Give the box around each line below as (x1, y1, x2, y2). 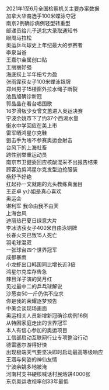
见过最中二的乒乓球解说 (6, 283, 62, 289)
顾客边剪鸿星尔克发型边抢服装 (6, 166, 78, 172)
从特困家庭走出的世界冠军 (6, 319, 68, 326)
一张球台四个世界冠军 (6, 246, 57, 253)
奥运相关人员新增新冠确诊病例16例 (6, 312, 89, 319)
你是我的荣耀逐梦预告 (6, 298, 57, 304)
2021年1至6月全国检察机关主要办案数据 (6, 5, 100, 12)
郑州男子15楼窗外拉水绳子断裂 (6, 85, 78, 92)
